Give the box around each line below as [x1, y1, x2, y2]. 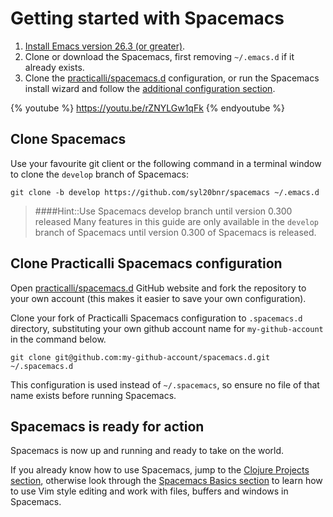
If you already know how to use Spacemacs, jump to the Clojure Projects [10, 464, 310, 476]
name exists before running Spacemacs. [10, 389, 177, 401]
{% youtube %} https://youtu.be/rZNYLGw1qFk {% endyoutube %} [10, 102, 286, 114]
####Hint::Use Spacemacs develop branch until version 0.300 [34, 205, 293, 217]
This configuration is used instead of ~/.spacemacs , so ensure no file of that [10, 378, 320, 391]
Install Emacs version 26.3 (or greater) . [24, 40, 186, 52]
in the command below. [10, 333, 107, 345]
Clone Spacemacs [10, 131, 127, 148]
